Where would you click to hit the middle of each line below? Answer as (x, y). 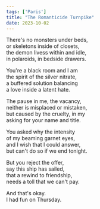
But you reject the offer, (35, 163)
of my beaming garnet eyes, (41, 138)
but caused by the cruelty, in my (46, 114)
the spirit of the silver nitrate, (42, 77)
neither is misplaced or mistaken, (47, 108)
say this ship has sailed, (35, 169)
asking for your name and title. (44, 120)
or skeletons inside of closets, (43, 46)
